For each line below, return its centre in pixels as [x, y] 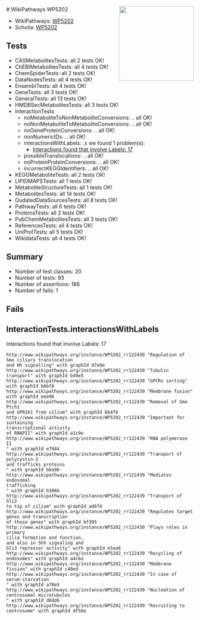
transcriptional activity [38, 428]
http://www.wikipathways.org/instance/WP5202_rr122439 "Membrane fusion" [100, 391]
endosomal [18, 480]
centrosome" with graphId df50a [46, 611]
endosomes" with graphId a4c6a [45, 558]
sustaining [20, 423]
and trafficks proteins [36, 464]
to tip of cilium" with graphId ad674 [54, 506]
